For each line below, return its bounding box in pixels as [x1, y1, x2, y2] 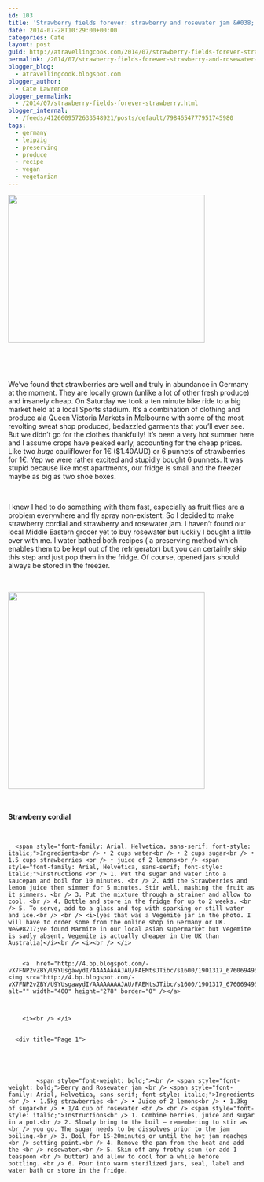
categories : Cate [8, 33, 65, 42]
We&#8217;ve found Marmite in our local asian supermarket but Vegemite [8, 925, 251, 933]
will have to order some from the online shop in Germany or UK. [8, 918, 226, 926]
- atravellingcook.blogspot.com [15, 70, 122, 78]
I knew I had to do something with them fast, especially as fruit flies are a [8, 502, 245, 511]
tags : [8, 121, 26, 129]
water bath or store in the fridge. [8, 1166, 128, 1174]
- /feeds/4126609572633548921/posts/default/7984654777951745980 [15, 114, 234, 122]
